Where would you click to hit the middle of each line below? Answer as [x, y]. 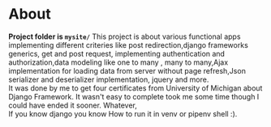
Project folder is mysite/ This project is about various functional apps [125, 36]
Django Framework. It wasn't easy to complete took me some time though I [134, 96]
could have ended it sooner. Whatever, [73, 105]
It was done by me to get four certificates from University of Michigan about [135, 88]
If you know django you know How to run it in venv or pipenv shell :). [123, 113]
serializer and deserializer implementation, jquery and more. [109, 79]
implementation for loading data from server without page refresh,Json [127, 70]
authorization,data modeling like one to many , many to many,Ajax [118, 62]
